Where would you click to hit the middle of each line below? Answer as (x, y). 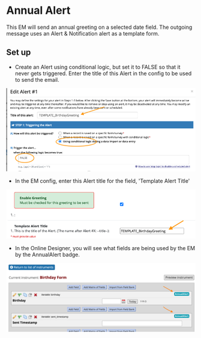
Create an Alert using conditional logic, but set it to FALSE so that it (98, 67)
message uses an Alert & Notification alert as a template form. (83, 33)
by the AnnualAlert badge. (47, 255)
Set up (19, 53)
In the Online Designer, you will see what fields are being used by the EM (105, 248)
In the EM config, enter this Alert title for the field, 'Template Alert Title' (102, 181)
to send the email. (37, 79)
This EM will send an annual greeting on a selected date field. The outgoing (99, 27)
